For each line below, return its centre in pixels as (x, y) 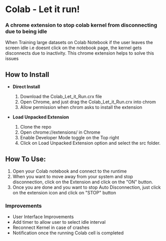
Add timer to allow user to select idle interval (59, 222)
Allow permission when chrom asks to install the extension (81, 107)
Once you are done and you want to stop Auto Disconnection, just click (87, 187)
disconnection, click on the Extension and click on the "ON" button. (83, 182)
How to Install (27, 74)
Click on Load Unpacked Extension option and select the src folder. (90, 143)
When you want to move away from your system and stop (73, 177)
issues (12, 59)
